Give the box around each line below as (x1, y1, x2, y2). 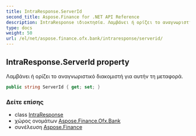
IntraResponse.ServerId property (6, 57, 129, 67)
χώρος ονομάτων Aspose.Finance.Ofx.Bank (14, 117, 121, 124)
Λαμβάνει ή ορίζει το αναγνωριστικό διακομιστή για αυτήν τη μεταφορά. (6, 72, 184, 79)
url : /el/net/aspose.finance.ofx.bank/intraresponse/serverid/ (6, 36, 163, 41)
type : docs (6, 25, 33, 31)
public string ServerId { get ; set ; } (6, 84, 100, 90)
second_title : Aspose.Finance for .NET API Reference (6, 14, 140, 20)
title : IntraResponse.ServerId (6, 8, 82, 15)
